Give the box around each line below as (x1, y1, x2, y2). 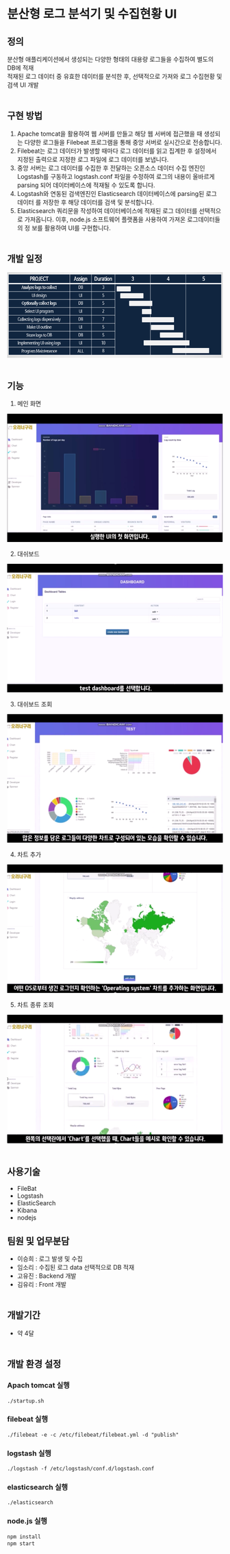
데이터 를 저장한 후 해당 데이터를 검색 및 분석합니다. (16, 198, 154, 206)
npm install (7, 1533, 41, 1540)
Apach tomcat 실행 (7, 1381, 70, 1390)
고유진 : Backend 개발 (16, 1272, 77, 1280)
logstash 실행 (7, 1448, 51, 1458)
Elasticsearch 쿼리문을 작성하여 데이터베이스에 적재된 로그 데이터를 (16, 206, 198, 214)
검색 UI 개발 (7, 81, 39, 89)
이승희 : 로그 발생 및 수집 (16, 1255, 84, 1263)
